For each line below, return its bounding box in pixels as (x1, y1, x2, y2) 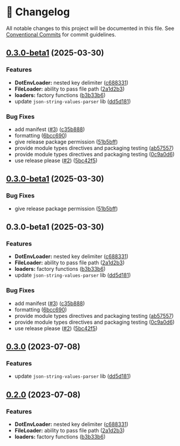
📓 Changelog (6, 5, 70, 19)
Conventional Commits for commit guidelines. (6, 31, 116, 38)
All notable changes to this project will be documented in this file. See (6, 25, 175, 32)
